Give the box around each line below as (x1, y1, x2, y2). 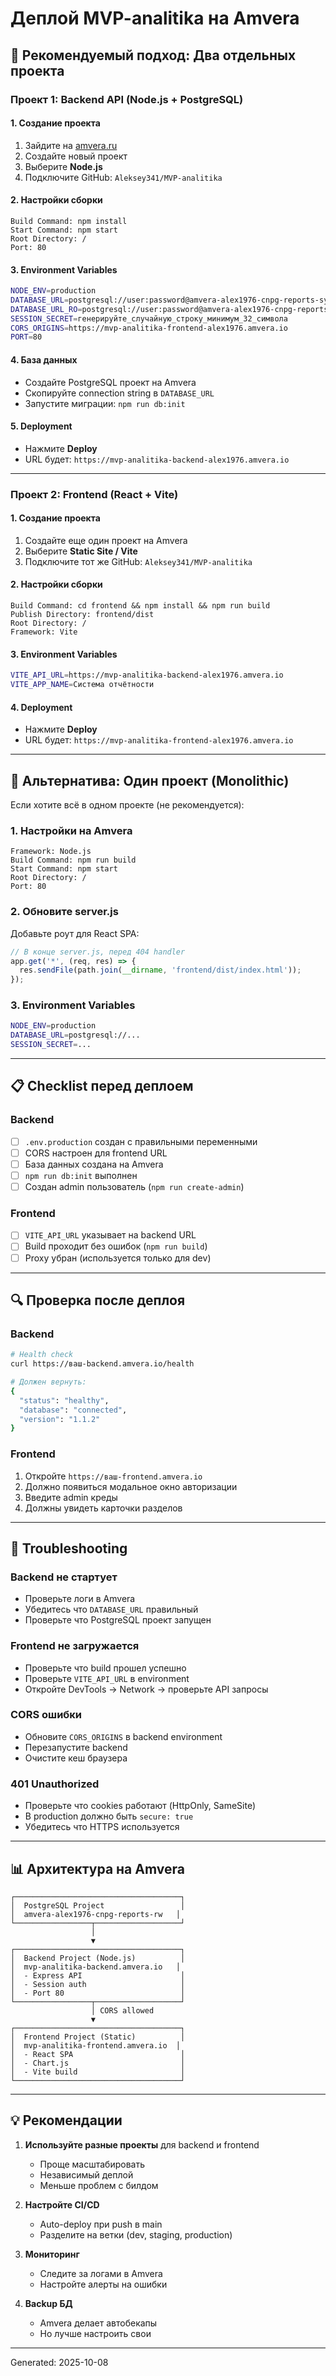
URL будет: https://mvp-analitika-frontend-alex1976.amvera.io (24, 734, 294, 746)
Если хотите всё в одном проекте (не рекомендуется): (10, 799, 245, 811)
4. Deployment (10, 701, 73, 713)
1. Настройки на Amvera (10, 823, 133, 837)
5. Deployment (10, 420, 73, 432)
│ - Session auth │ (10, 1979, 186, 1989)
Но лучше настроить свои (39, 2327, 152, 2339)
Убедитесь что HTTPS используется (24, 1821, 180, 1833)
